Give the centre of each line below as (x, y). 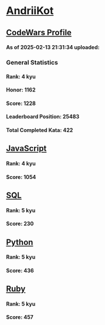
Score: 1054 (21, 177)
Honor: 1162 (21, 90)
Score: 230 (20, 224)
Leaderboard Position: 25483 (43, 117)
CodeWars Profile (39, 33)
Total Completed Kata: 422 (40, 130)
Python (20, 242)
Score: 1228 (21, 103)
